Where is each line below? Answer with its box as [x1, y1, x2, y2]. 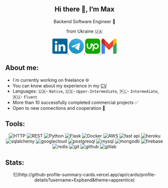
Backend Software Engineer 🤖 [53, 18, 116, 24]
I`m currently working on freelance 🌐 [12, 77, 90, 83]
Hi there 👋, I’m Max [54, 5, 115, 14]
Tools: [5, 119, 25, 129]
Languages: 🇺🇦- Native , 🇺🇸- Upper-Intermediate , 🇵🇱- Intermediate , [12, 88, 159, 94]
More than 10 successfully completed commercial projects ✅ [12, 99, 139, 105]
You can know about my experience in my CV [12, 83, 107, 89]
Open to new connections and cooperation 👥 [12, 105, 106, 111]
